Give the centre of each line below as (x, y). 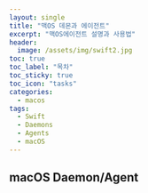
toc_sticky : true (41, 76)
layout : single (37, 17)
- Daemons (35, 125)
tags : (19, 109)
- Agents (33, 133)
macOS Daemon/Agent (74, 177)
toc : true (27, 59)
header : (23, 42)
